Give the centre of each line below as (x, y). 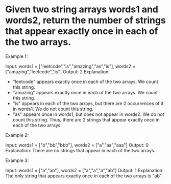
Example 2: (17, 135)
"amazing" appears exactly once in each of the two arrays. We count (85, 92)
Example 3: (17, 160)
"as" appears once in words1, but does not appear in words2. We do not (88, 114)
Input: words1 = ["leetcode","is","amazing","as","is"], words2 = (70, 66)
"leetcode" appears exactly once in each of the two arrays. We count (85, 81)
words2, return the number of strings (86, 20)
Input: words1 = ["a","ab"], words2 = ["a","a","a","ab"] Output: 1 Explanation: (84, 170)
